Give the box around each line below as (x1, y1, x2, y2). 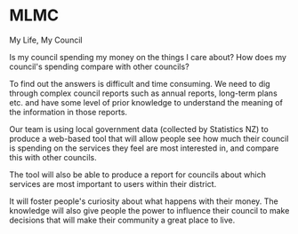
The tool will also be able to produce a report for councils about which (9, 169, 267, 180)
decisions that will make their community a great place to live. (9, 214, 236, 225)
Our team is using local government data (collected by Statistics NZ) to (9, 123, 269, 134)
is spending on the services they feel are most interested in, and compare (9, 143, 279, 153)
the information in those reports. (9, 106, 127, 117)
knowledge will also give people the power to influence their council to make (9, 205, 290, 215)
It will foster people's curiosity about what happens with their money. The (9, 196, 278, 207)
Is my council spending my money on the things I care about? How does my (9, 51, 287, 62)
